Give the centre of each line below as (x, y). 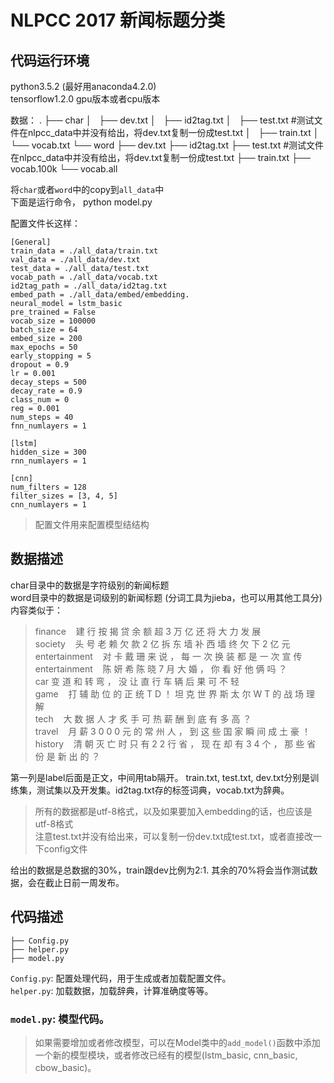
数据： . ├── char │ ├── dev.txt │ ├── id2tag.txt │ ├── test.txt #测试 (162, 120)
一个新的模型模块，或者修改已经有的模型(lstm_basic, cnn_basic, (166, 1055)
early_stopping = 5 (51, 356)
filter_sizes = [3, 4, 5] (64, 496)
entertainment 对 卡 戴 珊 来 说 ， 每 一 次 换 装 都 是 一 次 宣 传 (168, 656)
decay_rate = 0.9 (46, 391)
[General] (31, 242)
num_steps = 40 (42, 417)
